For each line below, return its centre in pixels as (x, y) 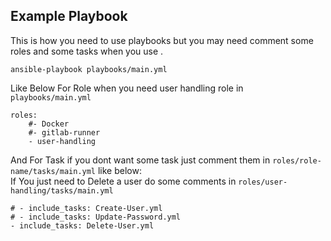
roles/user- (263, 182)
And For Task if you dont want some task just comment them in (140, 160)
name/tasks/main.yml (53, 171)
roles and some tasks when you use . (87, 51)
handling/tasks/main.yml (62, 190)
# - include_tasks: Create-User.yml (86, 208)
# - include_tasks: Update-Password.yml (96, 217)
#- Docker (49, 124)
